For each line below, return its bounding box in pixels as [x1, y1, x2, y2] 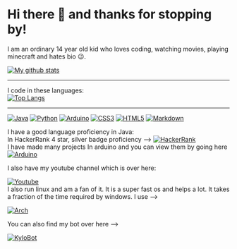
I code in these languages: [7, 86, 85, 95]
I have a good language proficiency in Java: [7, 127, 134, 136]
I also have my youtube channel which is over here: [7, 164, 157, 172]
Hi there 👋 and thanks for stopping [7, 6, 212, 23]
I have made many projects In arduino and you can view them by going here [7, 142, 228, 151]
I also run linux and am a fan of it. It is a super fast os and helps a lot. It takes [7, 185, 230, 193]
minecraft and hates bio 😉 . [7, 52, 87, 61]
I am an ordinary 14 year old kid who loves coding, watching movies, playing [7, 44, 229, 53]
